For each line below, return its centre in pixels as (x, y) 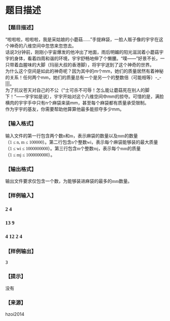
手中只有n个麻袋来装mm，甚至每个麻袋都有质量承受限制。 (88, 103)
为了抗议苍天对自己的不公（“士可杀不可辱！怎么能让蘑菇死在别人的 (75, 90)
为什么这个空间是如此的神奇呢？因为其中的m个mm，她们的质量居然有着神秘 (84, 71)
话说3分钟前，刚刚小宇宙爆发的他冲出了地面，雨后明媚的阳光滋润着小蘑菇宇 (84, 52)
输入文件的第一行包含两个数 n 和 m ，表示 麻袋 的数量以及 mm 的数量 (72, 136)
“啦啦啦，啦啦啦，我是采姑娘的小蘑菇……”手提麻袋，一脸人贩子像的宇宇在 (82, 40)
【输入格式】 (21, 124)
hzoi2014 (15, 314)
